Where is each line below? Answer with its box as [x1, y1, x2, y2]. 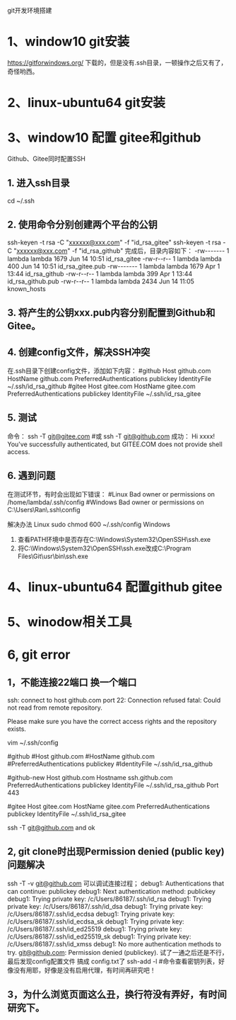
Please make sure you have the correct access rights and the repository [7, 717, 217, 725]
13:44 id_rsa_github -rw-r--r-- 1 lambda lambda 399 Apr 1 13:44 [7, 269, 193, 278]
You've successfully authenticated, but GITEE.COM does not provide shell [7, 440, 223, 448]
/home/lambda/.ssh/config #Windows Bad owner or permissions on [7, 498, 204, 506]
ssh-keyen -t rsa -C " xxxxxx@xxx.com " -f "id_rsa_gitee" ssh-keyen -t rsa [7, 238, 221, 246]
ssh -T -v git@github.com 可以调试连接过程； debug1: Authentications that [7, 879, 225, 888]
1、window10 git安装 [7, 34, 130, 50]
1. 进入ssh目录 [7, 177, 70, 189]
